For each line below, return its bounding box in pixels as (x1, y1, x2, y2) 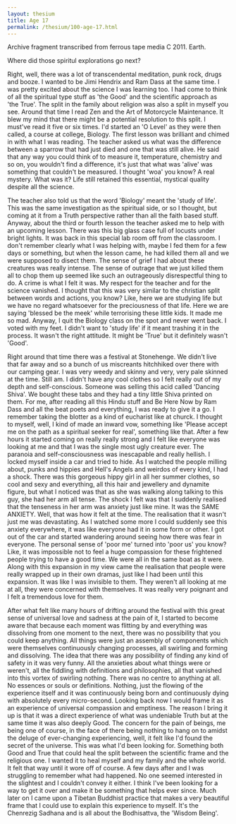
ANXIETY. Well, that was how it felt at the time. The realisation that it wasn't (7, 510, 227, 519)
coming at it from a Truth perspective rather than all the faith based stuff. (7, 211, 218, 220)
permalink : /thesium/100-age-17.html (7, 23, 118, 30)
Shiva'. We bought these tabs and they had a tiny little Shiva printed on (7, 390, 213, 399)
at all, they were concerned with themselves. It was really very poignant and (7, 585, 228, 594)
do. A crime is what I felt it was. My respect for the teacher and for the (7, 279, 211, 287)
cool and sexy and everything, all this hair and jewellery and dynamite (7, 480, 210, 489)
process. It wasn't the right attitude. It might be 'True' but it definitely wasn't (7, 331, 228, 340)
